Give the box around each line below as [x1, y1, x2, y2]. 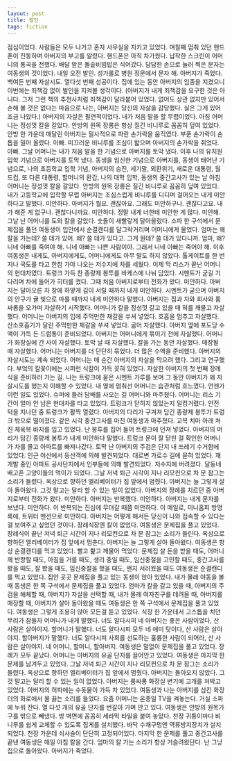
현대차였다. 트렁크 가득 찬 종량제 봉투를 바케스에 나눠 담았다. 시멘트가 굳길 [14, 269, 214, 277]
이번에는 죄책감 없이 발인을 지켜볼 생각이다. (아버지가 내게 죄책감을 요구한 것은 [7, 86, 218, 95]
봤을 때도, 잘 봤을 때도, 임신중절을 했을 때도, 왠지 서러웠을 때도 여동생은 [7, 564, 199, 573]
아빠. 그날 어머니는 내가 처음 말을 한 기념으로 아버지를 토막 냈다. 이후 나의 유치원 [7, 147, 223, 156]
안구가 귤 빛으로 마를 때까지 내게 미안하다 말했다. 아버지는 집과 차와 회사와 [14, 295, 214, 303]
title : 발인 [7, 17, 39, 24]
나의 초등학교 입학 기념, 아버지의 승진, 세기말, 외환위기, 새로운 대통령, [27, 165, 213, 173]
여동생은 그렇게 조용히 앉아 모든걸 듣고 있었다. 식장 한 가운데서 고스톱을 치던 [16, 607, 222, 616]
